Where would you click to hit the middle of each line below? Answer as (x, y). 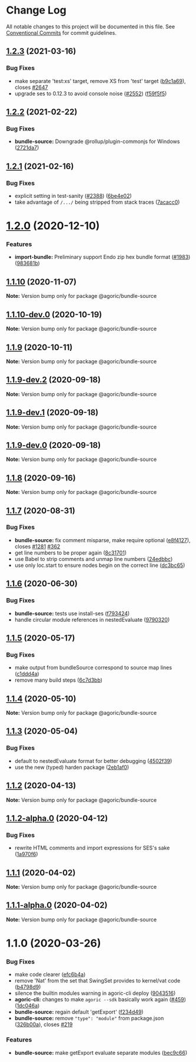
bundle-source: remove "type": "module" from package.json (89, 1018)
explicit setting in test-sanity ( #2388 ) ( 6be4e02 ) (73, 196)
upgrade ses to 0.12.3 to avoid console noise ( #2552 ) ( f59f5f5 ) (91, 93)
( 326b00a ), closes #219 (44, 1024)
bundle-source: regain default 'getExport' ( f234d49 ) (79, 1012)
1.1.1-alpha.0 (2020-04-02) (57, 905)
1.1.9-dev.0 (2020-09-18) (54, 445)
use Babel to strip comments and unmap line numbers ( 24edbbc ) (94, 559)
